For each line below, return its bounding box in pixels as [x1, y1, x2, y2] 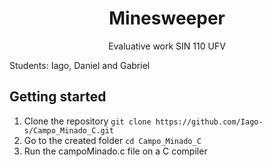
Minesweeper [108, 7, 226, 30]
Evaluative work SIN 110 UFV [108, 40, 226, 52]
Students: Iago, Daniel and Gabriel [9, 59, 151, 71]
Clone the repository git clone [23, 115, 152, 127]
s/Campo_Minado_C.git [23, 125, 114, 136]
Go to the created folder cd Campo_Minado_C [23, 134, 202, 146]
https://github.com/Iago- [155, 117, 264, 127]
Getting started [9, 88, 107, 106]
